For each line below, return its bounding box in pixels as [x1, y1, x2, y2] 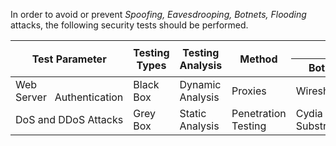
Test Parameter [31, 52, 107, 66]
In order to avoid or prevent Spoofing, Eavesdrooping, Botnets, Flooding [10, 9, 307, 20]
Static [179, 107, 207, 120]
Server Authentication [15, 90, 124, 104]
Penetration [231, 107, 287, 120]
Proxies [231, 84, 267, 98]
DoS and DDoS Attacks [15, 113, 124, 126]
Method [239, 52, 278, 66]
